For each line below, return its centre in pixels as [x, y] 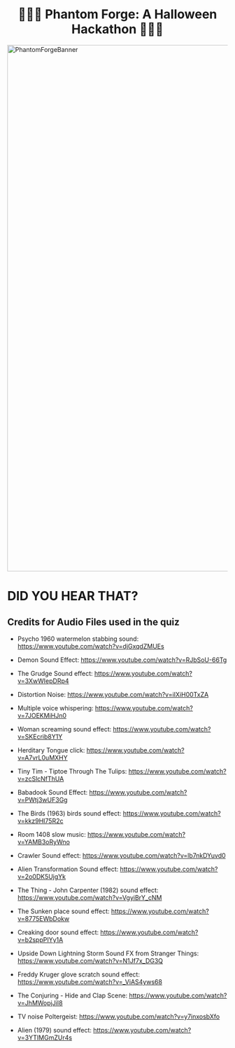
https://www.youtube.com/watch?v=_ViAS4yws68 [90, 981]
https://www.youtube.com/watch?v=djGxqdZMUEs [91, 646]
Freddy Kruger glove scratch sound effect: [78, 974]
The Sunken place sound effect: [63, 911]
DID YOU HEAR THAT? [73, 596]
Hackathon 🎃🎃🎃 [117, 29]
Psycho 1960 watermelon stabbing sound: [78, 639]
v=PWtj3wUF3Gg [42, 800]
